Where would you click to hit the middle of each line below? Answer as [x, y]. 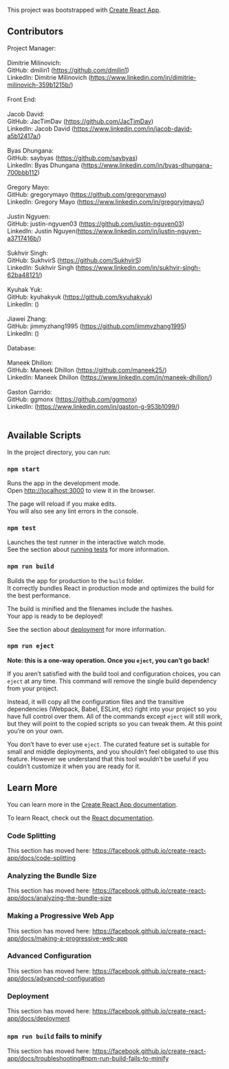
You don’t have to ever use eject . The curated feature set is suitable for [108, 744]
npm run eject [31, 646]
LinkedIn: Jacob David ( [41, 128]
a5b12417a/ [23, 136]
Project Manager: [32, 48]
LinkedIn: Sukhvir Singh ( [42, 267]
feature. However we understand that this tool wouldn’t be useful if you [108, 759]
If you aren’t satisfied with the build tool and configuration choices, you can [114, 673]
